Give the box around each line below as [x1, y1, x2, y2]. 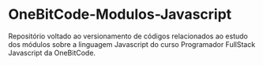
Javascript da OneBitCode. [8, 48, 96, 57]
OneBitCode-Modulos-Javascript [8, 5, 232, 23]
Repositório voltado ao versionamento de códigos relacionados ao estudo [8, 31, 249, 41]
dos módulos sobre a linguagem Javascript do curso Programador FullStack [8, 39, 256, 49]
